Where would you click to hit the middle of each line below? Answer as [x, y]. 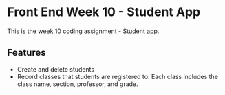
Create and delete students [56, 69]
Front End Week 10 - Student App [104, 12]
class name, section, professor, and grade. [78, 84]
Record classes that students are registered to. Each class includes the [118, 76]
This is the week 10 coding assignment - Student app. [83, 31]
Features [26, 53]
